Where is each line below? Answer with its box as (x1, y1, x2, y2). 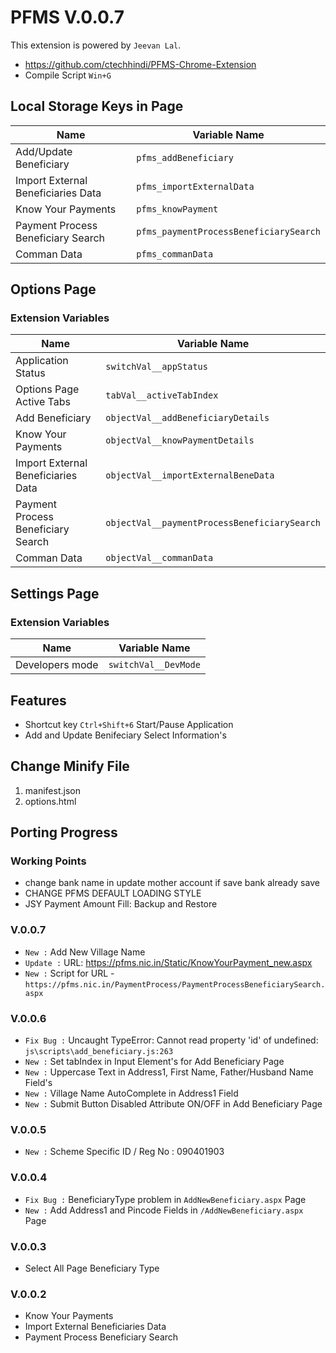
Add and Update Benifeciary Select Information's (24, 729, 227, 741)
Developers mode (15, 658, 99, 672)
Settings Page (10, 585, 100, 602)
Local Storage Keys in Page (10, 98, 184, 115)
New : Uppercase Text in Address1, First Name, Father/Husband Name (24, 1066, 314, 1078)
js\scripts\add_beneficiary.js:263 (24, 1047, 174, 1057)
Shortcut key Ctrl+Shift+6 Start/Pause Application (24, 718, 234, 730)
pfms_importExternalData (136, 181, 255, 192)
